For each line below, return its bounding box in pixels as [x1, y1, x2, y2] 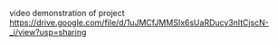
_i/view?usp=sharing [9, 27, 87, 37]
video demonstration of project [9, 8, 125, 18]
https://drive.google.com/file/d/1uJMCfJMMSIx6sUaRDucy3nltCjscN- [9, 17, 269, 28]
